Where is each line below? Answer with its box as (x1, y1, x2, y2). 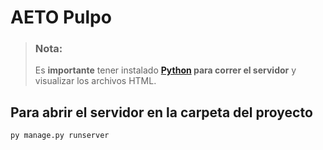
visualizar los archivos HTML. (34, 75, 157, 87)
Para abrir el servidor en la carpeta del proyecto (10, 104, 313, 121)
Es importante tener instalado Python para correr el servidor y (34, 64, 297, 76)
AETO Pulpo (10, 6, 112, 29)
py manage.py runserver (10, 131, 110, 141)
